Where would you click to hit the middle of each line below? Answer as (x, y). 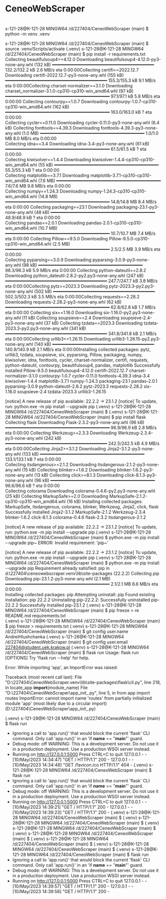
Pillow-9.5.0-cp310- (129, 239)
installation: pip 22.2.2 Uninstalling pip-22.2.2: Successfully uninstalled (78, 600)
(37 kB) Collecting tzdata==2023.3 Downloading (93, 323)
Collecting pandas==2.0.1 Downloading (45, 223)
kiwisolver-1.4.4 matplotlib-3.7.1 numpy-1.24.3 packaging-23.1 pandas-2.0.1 (81, 381)
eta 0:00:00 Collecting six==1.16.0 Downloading (54, 313)
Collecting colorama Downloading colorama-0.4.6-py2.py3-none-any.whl (80, 491)
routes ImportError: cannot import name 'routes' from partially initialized (79, 698)
